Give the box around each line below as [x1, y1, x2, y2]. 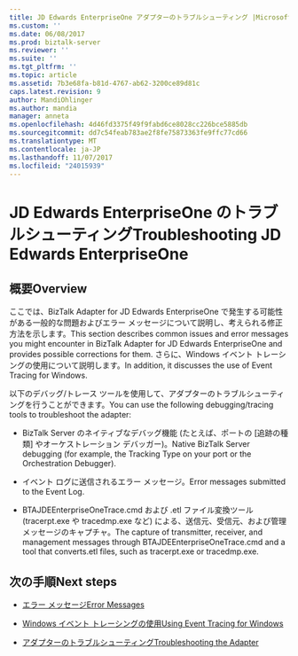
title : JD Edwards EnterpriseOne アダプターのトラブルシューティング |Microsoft [9, 12, 293, 22]
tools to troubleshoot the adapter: [9, 410, 131, 420]
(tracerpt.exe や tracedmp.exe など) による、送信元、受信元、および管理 [21, 516, 286, 527]
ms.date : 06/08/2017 [9, 29, 86, 38]
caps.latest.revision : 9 [9, 87, 101, 96]
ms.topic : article [9, 71, 77, 80]
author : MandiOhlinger [9, 95, 93, 105]
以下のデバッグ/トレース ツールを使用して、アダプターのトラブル [9, 388, 247, 399]
